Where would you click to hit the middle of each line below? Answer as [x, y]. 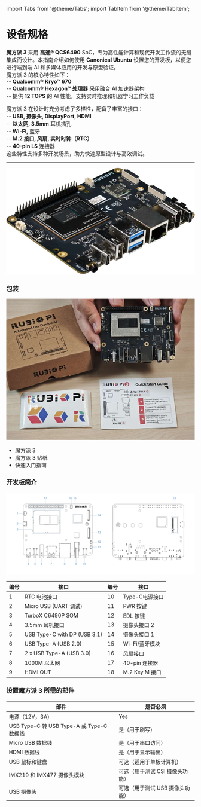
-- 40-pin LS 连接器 [31, 146]
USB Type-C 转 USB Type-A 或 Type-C [58, 726]
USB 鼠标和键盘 [28, 762]
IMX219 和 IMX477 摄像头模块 [47, 775]
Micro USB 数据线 [31, 743]
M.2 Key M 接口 [142, 672]
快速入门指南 [31, 465]
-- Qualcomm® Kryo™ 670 [39, 81]
